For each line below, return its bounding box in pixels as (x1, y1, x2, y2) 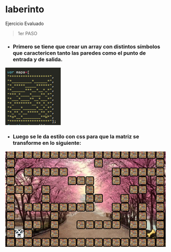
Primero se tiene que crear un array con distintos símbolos (12, 43, 160, 50)
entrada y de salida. (12, 56, 63, 63)
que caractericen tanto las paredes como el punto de (12, 49, 146, 57)
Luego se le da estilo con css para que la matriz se (12, 133, 139, 140)
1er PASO (17, 30, 38, 36)
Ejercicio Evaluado (5, 20, 44, 27)
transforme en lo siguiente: (12, 139, 81, 146)
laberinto (5, 4, 44, 15)
